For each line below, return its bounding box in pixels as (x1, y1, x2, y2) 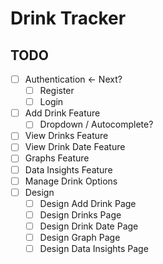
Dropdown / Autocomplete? (39, 118, 154, 131)
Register (39, 85, 75, 97)
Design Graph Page (39, 231, 121, 243)
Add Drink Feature (24, 107, 101, 119)
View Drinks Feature (24, 130, 109, 142)
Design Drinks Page (39, 208, 122, 221)
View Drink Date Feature (24, 141, 126, 153)
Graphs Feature (24, 152, 90, 164)
